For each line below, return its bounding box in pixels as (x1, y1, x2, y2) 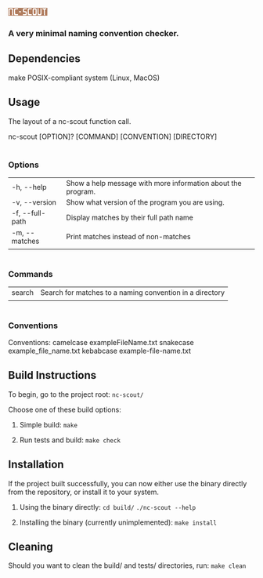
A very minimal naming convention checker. (8, 27, 179, 38)
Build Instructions (8, 369, 97, 382)
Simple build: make (19, 420, 78, 429)
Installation (8, 458, 64, 471)
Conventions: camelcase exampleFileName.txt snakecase (8, 337, 194, 347)
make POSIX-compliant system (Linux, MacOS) (8, 73, 160, 82)
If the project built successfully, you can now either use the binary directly (8, 478, 247, 488)
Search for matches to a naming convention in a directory (40, 287, 225, 297)
